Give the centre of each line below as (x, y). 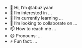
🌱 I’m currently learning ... (36, 18)
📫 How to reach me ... (33, 29)
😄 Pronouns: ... (26, 36)
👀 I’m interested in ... (31, 13)
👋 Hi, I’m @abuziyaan (32, 8)
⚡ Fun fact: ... (23, 41)
